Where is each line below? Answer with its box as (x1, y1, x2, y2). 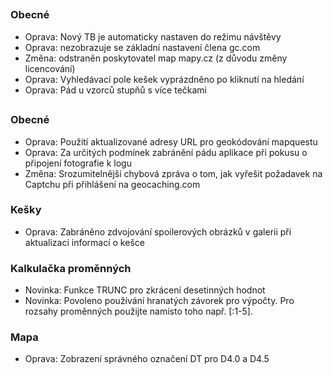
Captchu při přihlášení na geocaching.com (24, 178, 201, 190)
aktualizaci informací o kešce (24, 236, 145, 248)
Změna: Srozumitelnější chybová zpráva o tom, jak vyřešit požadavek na (24, 167, 323, 179)
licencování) (24, 62, 76, 74)
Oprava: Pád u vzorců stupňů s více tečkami (24, 84, 207, 96)
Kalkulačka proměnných (10, 261, 132, 275)
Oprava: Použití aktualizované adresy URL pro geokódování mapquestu (24, 135, 318, 148)
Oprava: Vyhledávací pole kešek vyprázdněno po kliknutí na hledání (24, 73, 305, 85)
